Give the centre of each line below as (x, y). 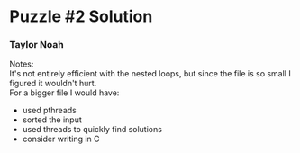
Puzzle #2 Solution (81, 17)
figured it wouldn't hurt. (53, 84)
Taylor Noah (37, 45)
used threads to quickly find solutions (92, 130)
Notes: (22, 64)
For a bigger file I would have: (64, 93)
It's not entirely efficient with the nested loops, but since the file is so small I (150, 74)
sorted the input (52, 120)
